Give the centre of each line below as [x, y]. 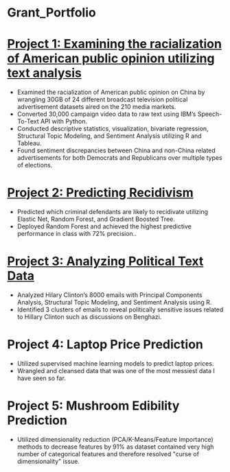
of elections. [35, 165]
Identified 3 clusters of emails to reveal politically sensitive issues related [120, 309]
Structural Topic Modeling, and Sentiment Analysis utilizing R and [109, 136]
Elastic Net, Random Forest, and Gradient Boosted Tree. [96, 219]
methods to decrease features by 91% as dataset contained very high [115, 447]
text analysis [45, 73]
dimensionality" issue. [48, 461]
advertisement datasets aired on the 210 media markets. [96, 107]
